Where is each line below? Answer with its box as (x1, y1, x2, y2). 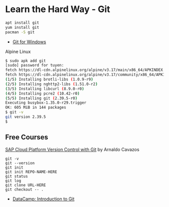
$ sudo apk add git (5, 58, 46, 63)
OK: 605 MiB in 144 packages (5, 105, 66, 110)
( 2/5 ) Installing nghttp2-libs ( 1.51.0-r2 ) (5, 82, 98, 87)
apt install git (5, 20, 39, 25)
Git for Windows (12, 39, 46, 45)
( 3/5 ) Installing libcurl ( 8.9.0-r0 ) (5, 86, 84, 91)
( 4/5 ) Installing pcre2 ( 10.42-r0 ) (5, 91, 80, 96)
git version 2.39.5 (5, 114, 46, 119)
